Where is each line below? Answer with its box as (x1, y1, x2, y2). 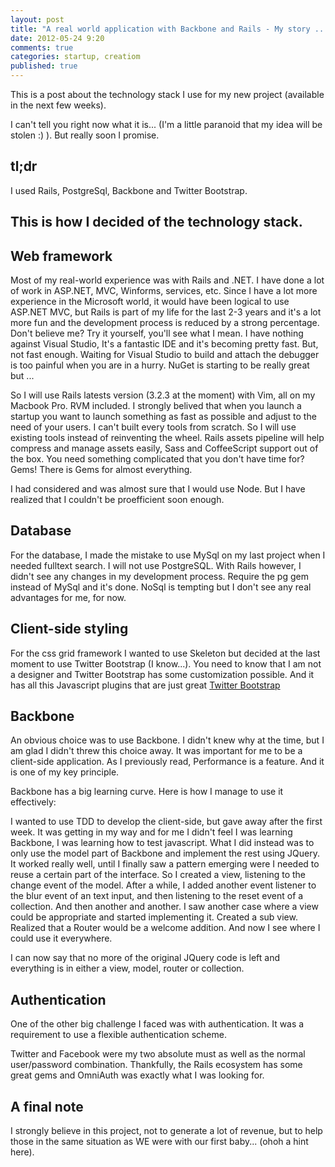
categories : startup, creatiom (10, 52, 141, 62)
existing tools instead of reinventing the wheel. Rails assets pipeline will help (10, 432, 325, 444)
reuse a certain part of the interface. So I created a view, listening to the (10, 869, 307, 881)
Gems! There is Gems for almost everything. (10, 464, 193, 476)
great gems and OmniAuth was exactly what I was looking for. (10, 1069, 265, 1081)
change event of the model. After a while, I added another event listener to (10, 879, 317, 891)
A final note (10, 1098, 84, 1115)
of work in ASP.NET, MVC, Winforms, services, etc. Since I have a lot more (10, 285, 318, 297)
